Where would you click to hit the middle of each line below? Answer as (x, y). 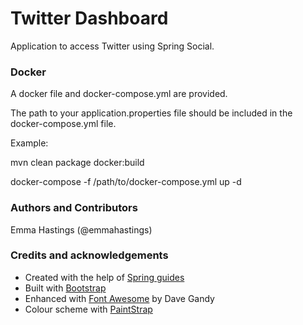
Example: (29, 143)
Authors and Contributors (74, 208)
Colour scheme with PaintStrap (88, 309)
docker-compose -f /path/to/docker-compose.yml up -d (126, 182)
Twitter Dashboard (89, 18)
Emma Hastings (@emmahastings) (81, 229)
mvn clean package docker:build (77, 163)
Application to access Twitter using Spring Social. (112, 46)
